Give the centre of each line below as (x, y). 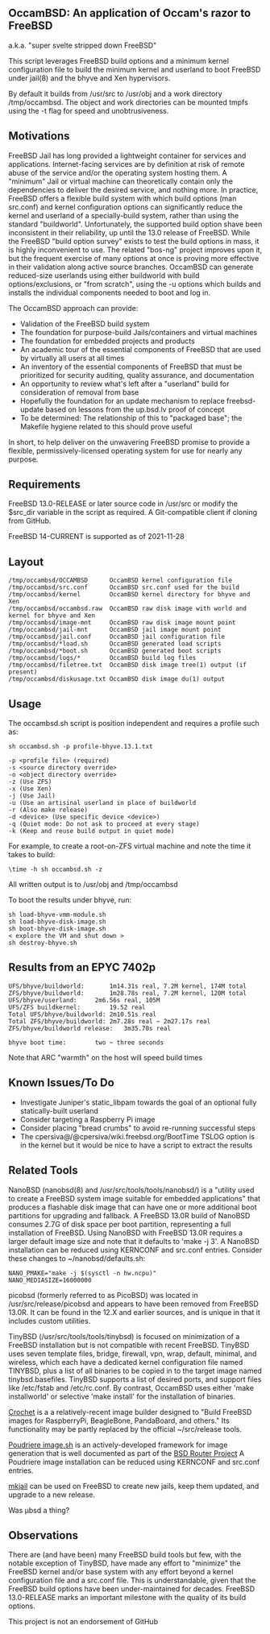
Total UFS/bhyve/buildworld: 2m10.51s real (83, 1014)
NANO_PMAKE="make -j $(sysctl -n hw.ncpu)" (83, 1273)
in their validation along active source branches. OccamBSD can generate (131, 267)
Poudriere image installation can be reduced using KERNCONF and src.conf (134, 1462)
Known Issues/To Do (61, 1083)
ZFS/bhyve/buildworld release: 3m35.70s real (90, 1028)
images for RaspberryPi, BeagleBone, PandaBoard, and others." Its (119, 1420)
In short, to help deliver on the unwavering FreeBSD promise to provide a (129, 442)
